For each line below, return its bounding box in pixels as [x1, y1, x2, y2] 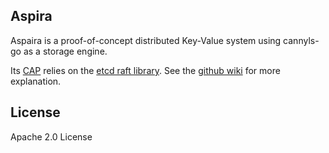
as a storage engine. [23, 45, 108, 57]
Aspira [10, 8, 53, 25]
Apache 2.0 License [10, 130, 93, 143]
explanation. [10, 75, 62, 87]
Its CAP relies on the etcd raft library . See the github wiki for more [10, 64, 281, 76]
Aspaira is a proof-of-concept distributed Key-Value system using [10, 34, 282, 46]
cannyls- [283, 34, 320, 46]
